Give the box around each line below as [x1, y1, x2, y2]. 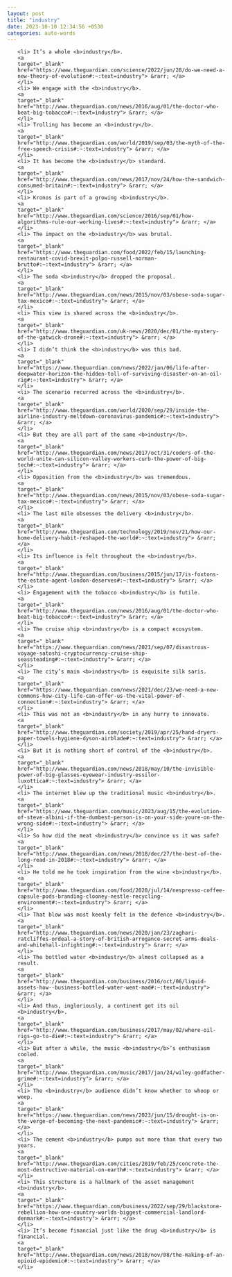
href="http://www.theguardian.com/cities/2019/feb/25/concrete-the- [17, 1160, 220, 1167]
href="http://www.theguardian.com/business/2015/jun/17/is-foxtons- [17, 571, 220, 578]
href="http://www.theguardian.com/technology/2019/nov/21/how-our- [17, 528, 216, 535]
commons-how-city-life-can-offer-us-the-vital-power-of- [17, 692, 186, 700]
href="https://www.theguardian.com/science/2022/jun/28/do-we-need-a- [17, 67, 226, 74]
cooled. [17, 1051, 39, 1058]
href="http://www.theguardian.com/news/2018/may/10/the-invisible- [17, 765, 216, 773]
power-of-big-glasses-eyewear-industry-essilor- [17, 771, 161, 778]
